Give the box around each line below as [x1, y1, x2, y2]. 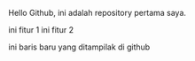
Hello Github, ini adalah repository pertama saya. [8, 8, 187, 18]
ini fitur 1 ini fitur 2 [8, 25, 74, 34]
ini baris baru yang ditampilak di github [8, 42, 151, 52]
